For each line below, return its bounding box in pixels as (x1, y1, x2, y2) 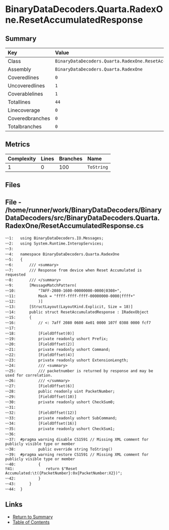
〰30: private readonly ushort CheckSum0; (5, 400, 115, 405)
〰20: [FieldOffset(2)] (5, 342, 74, 347)
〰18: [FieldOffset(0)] (5, 331, 74, 336)
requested (5, 272, 26, 277)
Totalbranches (8, 123, 42, 130)
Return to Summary (12, 513, 53, 519)
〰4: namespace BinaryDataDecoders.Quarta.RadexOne (5, 252, 120, 257)
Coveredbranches (8, 115, 50, 122)
